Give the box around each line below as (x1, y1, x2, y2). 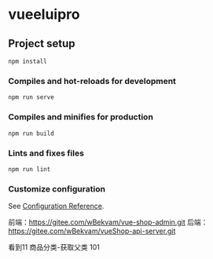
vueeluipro (8, 5, 80, 24)
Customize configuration (8, 183, 106, 194)
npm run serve (8, 93, 55, 101)
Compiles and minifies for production (8, 111, 153, 122)
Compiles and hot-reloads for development (8, 75, 177, 86)
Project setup (8, 37, 76, 50)
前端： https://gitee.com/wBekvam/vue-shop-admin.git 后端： (8, 217, 208, 227)
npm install (8, 57, 47, 65)
